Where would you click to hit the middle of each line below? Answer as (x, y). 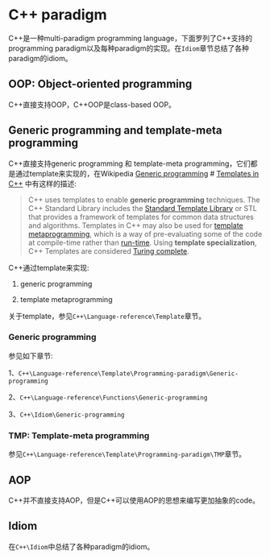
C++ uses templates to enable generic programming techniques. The (144, 200)
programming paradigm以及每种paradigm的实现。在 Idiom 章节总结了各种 (129, 48)
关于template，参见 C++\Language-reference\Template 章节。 (107, 316)
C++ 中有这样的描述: (42, 184)
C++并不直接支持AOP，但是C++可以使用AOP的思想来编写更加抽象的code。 (134, 500)
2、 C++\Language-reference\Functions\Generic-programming (108, 397)
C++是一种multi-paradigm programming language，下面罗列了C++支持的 (130, 38)
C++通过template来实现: (49, 267)
